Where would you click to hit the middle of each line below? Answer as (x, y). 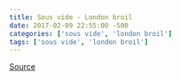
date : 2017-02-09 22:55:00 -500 (69, 25)
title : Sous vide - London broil (71, 17)
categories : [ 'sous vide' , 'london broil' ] (91, 33)
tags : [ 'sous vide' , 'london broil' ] (79, 42)
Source (22, 67)
